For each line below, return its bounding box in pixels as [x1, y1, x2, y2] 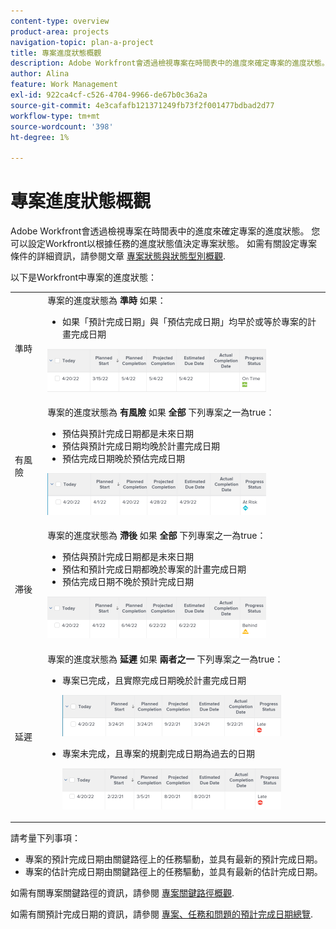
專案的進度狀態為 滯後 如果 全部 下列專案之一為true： [47, 530, 267, 542]
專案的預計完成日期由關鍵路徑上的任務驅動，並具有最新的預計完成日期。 [24, 853, 323, 865]
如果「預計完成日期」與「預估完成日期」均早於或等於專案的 [61, 315, 308, 327]
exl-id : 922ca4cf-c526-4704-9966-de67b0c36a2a [10, 90, 208, 100]
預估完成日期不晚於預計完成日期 [61, 576, 194, 588]
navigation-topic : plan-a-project [10, 37, 155, 47]
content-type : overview [10, 16, 110, 26]
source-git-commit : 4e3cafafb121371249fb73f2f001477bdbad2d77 [10, 100, 275, 110]
